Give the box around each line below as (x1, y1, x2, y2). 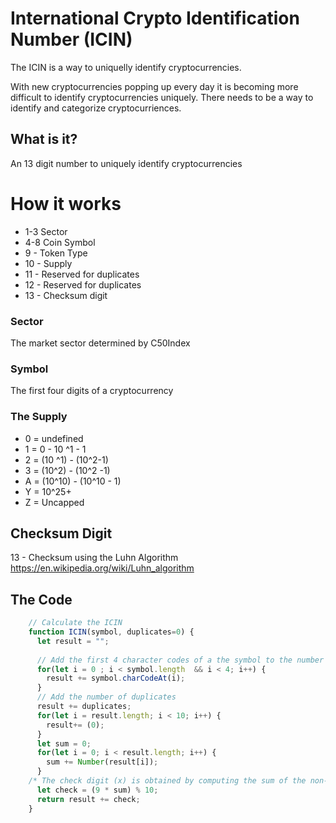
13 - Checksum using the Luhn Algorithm (10, 552, 179, 564)
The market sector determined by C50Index (10, 337, 191, 349)
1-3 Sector (24, 225, 68, 237)
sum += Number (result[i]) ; (46, 757, 159, 767)
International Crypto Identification (10, 7, 300, 30)
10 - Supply (24, 257, 73, 269)
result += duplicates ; (36, 702, 132, 712)
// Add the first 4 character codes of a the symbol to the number (36, 655, 325, 665)
